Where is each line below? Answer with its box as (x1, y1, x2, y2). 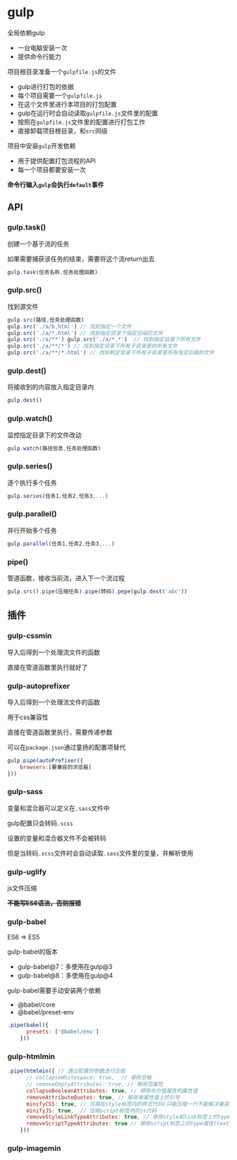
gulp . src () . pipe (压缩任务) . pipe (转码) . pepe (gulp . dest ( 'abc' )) (7, 588, 188, 596)
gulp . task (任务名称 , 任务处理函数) (7, 268, 98, 276)
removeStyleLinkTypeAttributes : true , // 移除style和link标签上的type (25, 1113, 231, 1120)
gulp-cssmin (7, 631, 52, 641)
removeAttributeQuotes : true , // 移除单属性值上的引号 (25, 1094, 181, 1101)
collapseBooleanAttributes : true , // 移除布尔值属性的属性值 (25, 1087, 198, 1094)
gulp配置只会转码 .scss (7, 819, 73, 827)
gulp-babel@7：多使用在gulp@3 (17, 962, 113, 971)
